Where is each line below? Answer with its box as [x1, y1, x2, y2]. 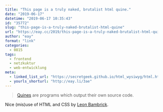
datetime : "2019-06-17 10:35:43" [5, 16, 73, 21]
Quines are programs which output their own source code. [16, 92, 134, 98]
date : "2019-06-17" [5, 12, 45, 16]
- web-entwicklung [9, 66, 47, 70]
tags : [5, 52, 16, 57]
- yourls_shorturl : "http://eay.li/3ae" [9, 79, 92, 84]
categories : [5, 43, 29, 48]
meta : [5, 70, 16, 75]
